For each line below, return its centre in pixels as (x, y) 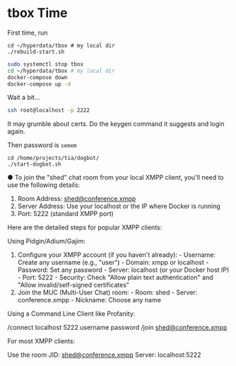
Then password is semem (42, 145)
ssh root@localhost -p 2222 (49, 110)
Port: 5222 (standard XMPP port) (66, 214)
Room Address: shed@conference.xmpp (77, 199)
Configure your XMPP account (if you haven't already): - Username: (117, 255)
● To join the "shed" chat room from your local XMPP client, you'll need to (116, 178)
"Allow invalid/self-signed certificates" (73, 285)
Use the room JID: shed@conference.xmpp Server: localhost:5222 (104, 355)
